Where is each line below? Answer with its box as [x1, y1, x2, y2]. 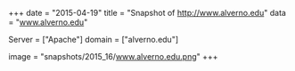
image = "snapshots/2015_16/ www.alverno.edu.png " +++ [8, 51, 218, 61]
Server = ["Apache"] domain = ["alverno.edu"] [8, 35, 179, 44]
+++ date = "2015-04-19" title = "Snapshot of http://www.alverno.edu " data [8, 8, 287, 18]
